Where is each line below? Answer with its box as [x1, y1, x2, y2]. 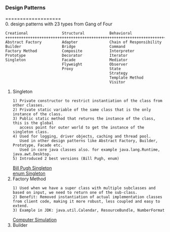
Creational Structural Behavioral [5, 31, 133, 36]
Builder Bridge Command [5, 44, 125, 49]
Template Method [109, 75, 144, 80]
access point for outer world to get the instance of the [19, 125, 145, 130]
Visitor [109, 80, 125, 85]
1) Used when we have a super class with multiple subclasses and [12, 186, 156, 191]
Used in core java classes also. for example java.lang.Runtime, [19, 147, 160, 152]
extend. [12, 204, 29, 209]
